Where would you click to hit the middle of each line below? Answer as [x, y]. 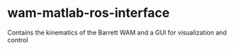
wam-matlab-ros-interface [89, 13]
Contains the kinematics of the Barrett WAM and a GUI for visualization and [117, 32]
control [18, 39]
